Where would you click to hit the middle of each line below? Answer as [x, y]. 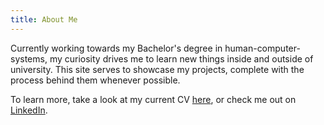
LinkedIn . [29, 110]
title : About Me [44, 19]
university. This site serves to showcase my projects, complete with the [157, 69]
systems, [29, 58]
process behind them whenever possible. [95, 80]
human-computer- [262, 48]
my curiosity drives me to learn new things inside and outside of [181, 58]
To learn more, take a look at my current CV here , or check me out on [153, 99]
